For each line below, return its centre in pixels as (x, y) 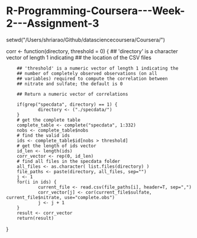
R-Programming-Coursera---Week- (96, 11)
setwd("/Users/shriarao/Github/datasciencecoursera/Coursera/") (86, 40)
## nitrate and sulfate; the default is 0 (70, 84)
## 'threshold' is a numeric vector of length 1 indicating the (98, 68)
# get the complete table (49, 120)
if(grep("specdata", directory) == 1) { (67, 105)
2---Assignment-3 (53, 23)
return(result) (35, 218)
